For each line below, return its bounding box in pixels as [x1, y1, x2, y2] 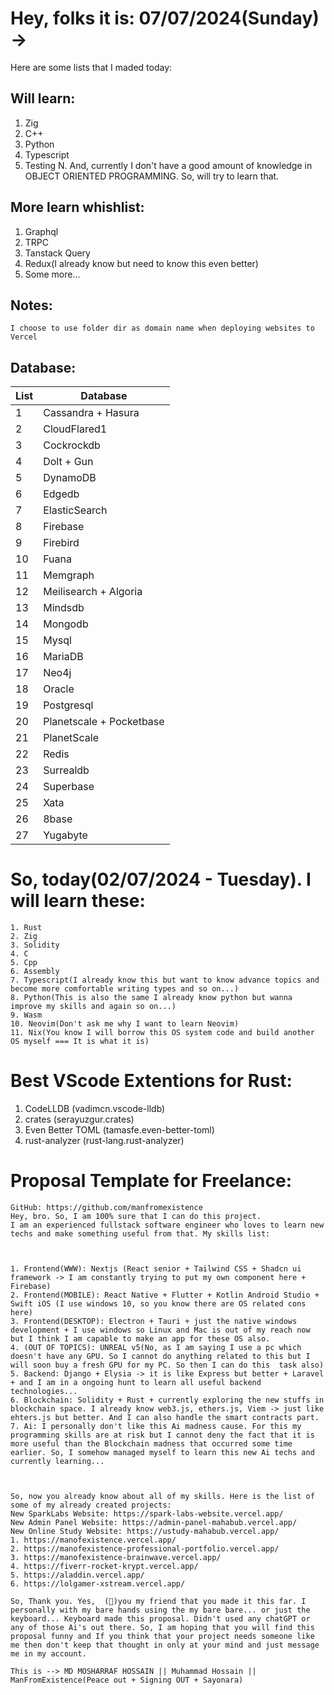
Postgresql [43, 698, 94, 712]
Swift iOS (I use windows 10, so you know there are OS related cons [10, 1299, 307, 1309]
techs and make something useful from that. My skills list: [10, 1229, 271, 1239]
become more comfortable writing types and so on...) [10, 984, 240, 994]
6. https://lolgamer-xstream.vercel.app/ [10, 1579, 186, 1589]
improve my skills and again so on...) [10, 1002, 177, 1012]
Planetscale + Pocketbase [43, 715, 165, 729]
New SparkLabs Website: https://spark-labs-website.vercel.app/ [10, 1509, 284, 1519]
